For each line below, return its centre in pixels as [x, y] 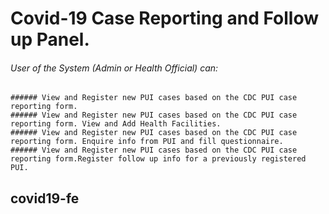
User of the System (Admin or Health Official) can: [114, 68]
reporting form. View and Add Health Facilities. [116, 124]
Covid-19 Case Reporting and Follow [164, 18]
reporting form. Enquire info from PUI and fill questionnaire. [147, 142]
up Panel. [50, 39]
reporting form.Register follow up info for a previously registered [158, 159]
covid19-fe [45, 198]
